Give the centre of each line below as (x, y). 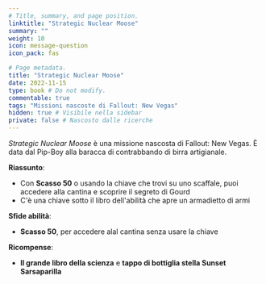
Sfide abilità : (30, 216)
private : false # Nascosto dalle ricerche (81, 121)
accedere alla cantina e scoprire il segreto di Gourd (105, 192)
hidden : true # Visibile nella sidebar (75, 113)
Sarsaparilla (41, 271)
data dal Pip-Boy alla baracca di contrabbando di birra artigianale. (118, 152)
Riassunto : (27, 167)
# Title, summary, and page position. (73, 16)
